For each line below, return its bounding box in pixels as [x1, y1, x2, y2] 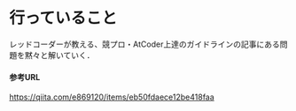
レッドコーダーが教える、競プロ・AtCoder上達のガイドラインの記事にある [9, 39, 281, 49]
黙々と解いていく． [24, 49, 95, 60]
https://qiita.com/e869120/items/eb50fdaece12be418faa [9, 92, 214, 102]
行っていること [9, 8, 118, 28]
